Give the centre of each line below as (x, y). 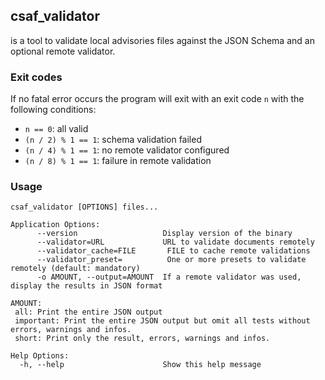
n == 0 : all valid (56, 129)
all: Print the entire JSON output (88, 312)
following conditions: (53, 110)
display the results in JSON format (86, 286)
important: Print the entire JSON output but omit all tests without (162, 321)
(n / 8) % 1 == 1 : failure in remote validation (118, 161)
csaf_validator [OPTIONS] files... (84, 207)
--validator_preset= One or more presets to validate (171, 260)
